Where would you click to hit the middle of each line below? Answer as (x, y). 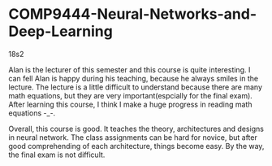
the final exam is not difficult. (57, 155)
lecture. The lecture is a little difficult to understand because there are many (135, 87)
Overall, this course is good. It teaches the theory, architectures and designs (136, 129)
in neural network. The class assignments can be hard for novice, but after (133, 137)
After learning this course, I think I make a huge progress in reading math (130, 104)
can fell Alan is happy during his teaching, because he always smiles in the (134, 78)
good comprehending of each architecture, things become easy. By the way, (136, 146)
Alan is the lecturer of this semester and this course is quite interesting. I (130, 69)
